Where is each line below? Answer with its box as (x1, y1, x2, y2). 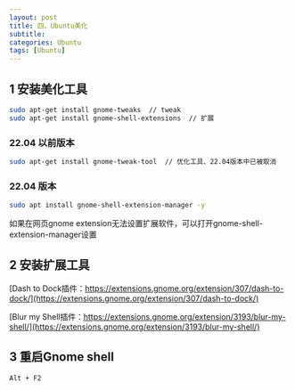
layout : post (9, 12, 58, 22)
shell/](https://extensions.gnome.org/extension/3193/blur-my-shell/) (9, 321, 260, 332)
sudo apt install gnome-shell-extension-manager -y (9, 201, 205, 210)
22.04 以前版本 (9, 136, 75, 149)
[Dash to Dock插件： (9, 282, 86, 294)
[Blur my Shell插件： (9, 311, 85, 321)
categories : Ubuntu (9, 37, 82, 47)
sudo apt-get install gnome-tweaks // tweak (9, 105, 181, 114)
